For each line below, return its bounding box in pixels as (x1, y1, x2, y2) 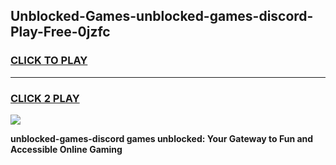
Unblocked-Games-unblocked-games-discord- (10, 8, 314, 25)
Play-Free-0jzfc (10, 24, 111, 41)
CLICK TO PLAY (10, 54, 88, 68)
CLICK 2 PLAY (10, 91, 80, 105)
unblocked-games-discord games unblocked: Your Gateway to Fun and (10, 132, 314, 144)
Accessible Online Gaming (10, 143, 123, 155)
